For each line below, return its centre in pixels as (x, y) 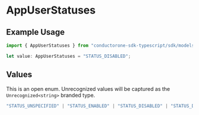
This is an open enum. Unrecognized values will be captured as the (88, 88)
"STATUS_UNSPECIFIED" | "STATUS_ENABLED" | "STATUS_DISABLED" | (87, 106)
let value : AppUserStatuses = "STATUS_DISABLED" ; (69, 56)
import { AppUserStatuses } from (47, 45)
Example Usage (36, 32)
